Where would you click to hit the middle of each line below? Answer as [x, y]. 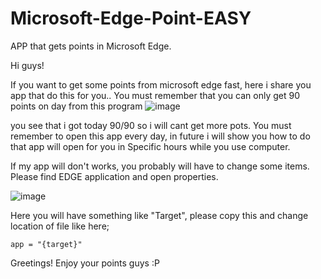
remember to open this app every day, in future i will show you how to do [160, 136]
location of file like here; [60, 226]
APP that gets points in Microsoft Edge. [91, 46]
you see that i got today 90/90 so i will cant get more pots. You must [151, 125]
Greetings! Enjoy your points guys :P [85, 263]
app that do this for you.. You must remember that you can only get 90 [155, 95]
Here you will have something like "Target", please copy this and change [159, 215]
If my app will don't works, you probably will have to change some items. [160, 166]
